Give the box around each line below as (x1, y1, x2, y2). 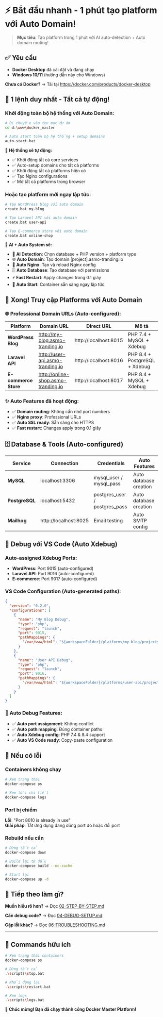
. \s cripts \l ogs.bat (5, 998, 45, 1002)
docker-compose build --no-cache (5, 864, 73, 868)
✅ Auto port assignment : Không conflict (12, 720, 94, 727)
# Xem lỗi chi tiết (5, 790, 49, 795)
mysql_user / (94, 474, 123, 481)
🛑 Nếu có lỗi (5, 751, 42, 760)
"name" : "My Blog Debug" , (17, 617, 70, 622)
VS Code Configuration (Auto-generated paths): (5, 588, 121, 595)
